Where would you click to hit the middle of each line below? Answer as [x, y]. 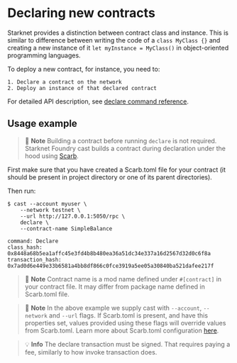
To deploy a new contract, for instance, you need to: [84, 69]
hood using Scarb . [52, 156]
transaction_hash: [34, 259]
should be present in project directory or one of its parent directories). [110, 177]
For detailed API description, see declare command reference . [98, 101]
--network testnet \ [50, 210]
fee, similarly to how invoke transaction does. [91, 352]
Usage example [43, 124]
